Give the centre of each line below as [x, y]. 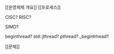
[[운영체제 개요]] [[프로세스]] [33, 7]
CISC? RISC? [18, 17]
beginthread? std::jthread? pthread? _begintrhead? [57, 36]
